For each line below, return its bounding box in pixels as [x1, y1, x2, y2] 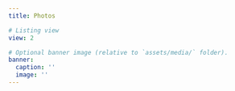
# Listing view [8, 26, 60, 35]
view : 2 [8, 34, 35, 42]
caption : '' [15, 64, 56, 72]
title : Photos [8, 11, 56, 20]
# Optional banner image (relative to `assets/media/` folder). [8, 48, 229, 56]
